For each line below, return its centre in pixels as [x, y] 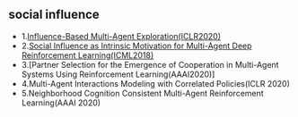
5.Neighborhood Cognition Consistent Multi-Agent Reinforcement [142, 93]
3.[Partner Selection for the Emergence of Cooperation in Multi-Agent [150, 64]
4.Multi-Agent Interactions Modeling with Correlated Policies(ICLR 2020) [156, 83]
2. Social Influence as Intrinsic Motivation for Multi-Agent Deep [136, 46]
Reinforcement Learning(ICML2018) [88, 55]
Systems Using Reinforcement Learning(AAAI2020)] [118, 74]
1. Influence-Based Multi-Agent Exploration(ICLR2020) [121, 36]
